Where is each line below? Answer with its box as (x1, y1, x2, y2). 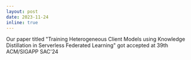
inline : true (6, 19, 38, 25)
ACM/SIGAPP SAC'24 (6, 48, 59, 55)
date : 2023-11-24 (6, 14, 49, 20)
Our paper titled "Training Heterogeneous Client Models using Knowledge (6, 36, 186, 43)
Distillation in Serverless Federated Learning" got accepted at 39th (6, 42, 169, 49)
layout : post (6, 8, 38, 15)
